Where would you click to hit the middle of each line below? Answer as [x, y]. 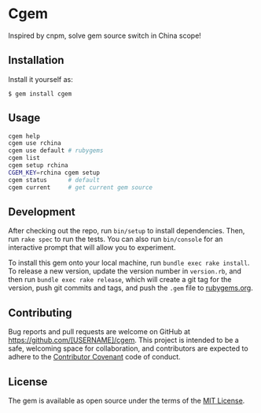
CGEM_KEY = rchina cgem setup [54, 173]
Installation [36, 60]
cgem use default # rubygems [56, 151]
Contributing [40, 313]
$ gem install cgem [40, 94]
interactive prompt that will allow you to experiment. [92, 247]
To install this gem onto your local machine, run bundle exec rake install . [129, 263]
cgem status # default [54, 180]
